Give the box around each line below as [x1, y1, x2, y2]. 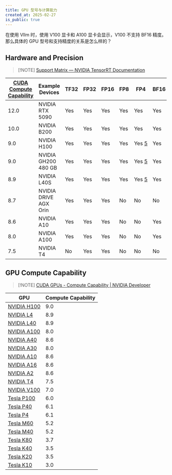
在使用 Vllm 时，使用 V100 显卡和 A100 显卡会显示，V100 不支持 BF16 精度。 [5, 32, 166, 38]
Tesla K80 [8, 436, 32, 443]
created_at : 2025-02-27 [5, 12, 56, 17]
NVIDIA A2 [8, 370, 34, 376]
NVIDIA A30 [8, 345, 37, 352]
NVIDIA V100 [8, 386, 40, 393]
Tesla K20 [8, 453, 32, 460]
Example [38, 83, 60, 90]
